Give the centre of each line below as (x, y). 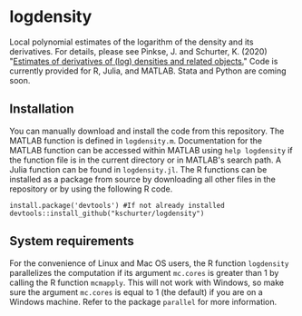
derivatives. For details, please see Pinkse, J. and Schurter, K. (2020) (138, 51)
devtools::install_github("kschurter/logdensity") (107, 213)
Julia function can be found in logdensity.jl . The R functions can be (138, 169)
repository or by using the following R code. (91, 189)
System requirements (72, 241)
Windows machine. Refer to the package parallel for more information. (143, 301)
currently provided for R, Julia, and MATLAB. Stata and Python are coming (148, 71)
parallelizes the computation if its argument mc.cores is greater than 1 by (144, 272)
